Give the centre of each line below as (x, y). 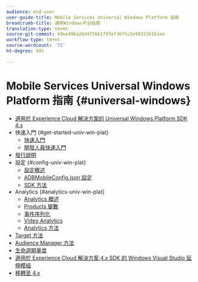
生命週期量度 (31, 250)
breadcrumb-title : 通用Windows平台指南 (53, 23)
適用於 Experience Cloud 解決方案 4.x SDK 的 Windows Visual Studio (100, 258)
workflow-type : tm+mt (33, 40)
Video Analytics (43, 221)
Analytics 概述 (41, 198)
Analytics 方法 (41, 228)
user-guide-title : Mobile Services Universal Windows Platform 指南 (93, 17)
